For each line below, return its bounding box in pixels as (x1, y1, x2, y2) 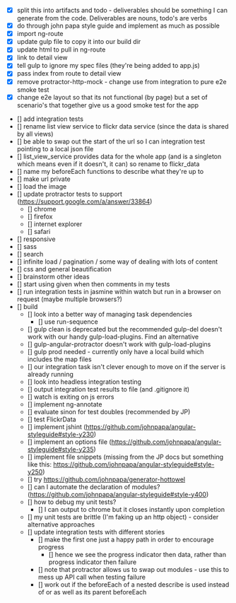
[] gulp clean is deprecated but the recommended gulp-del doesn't (27, 324, 223, 333)
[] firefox (27, 212, 54, 221)
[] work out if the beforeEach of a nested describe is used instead (37, 580, 230, 589)
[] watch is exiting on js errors (27, 392, 114, 401)
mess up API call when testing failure (37, 573, 146, 581)
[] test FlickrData (27, 415, 76, 423)
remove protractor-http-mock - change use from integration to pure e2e (16, 77, 227, 86)
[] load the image (16, 182, 67, 190)
